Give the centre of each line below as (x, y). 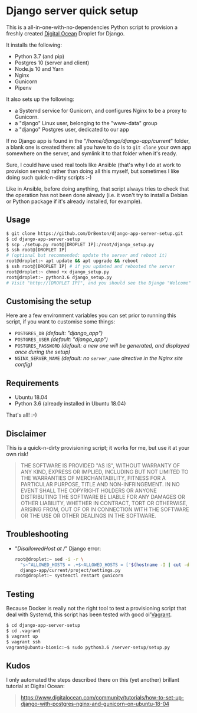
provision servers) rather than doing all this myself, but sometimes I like (93, 171)
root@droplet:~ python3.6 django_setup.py (59, 277)
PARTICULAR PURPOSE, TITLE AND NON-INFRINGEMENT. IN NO (100, 484)
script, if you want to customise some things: (61, 322)
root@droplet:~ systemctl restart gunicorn (69, 576)
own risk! (17, 454)
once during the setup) (42, 352)
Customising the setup (49, 301)
